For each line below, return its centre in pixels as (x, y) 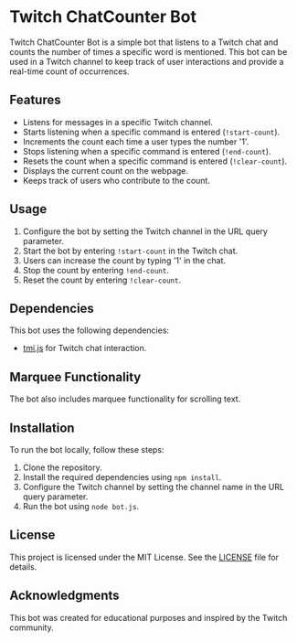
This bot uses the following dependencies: (90, 330)
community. (32, 627)
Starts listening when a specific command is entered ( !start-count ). (151, 132)
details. (23, 567)
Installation (42, 428)
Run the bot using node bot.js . (81, 506)
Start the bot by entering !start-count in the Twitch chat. (130, 251)
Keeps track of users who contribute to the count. (116, 180)
